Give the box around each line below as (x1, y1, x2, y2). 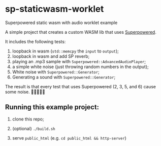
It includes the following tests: (5, 38, 66, 45)
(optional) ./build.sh (12, 125, 56, 131)
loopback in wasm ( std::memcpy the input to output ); (12, 48, 119, 54)
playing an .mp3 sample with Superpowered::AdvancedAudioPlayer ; (12, 58, 146, 64)
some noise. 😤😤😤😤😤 (5, 89, 45, 95)
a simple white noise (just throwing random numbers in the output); (12, 64, 149, 70)
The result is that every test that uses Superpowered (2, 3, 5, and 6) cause (5, 83, 156, 89)
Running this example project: (5, 103, 99, 111)
